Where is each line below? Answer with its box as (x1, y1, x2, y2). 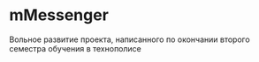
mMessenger (9, 5, 109, 25)
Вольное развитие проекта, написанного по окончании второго (9, 34, 250, 45)
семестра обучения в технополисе (9, 43, 141, 53)
